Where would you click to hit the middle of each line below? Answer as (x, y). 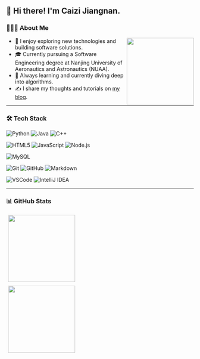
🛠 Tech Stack (26, 118)
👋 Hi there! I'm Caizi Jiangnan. (63, 11)
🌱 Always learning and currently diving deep (69, 75)
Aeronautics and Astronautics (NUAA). (62, 69)
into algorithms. (34, 82)
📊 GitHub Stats (29, 201)
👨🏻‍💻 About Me (27, 28)
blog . (21, 97)
